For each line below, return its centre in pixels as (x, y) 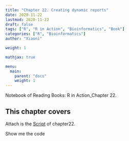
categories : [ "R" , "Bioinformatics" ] (46, 34)
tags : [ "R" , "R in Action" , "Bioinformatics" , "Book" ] (65, 29)
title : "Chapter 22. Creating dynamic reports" (57, 10)
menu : (11, 66)
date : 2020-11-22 (24, 15)
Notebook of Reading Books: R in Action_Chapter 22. (61, 95)
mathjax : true (20, 57)
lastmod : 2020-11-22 (27, 19)
